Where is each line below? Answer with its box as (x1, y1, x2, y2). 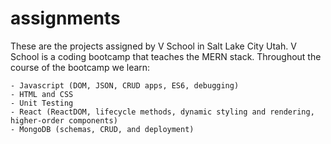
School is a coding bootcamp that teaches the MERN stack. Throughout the (10, 50, 322, 62)
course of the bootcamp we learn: (10, 61, 151, 73)
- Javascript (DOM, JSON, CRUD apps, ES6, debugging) (10, 80, 240, 91)
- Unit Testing (10, 98, 74, 108)
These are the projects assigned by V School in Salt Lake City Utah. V (10, 40, 297, 52)
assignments (10, 7, 121, 30)
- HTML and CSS (10, 89, 74, 99)
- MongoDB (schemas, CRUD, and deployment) (10, 124, 195, 134)
